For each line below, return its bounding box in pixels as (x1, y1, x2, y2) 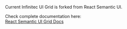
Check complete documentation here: (5, 14, 82, 19)
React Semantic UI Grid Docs (5, 19, 64, 24)
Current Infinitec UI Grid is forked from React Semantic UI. (5, 4, 123, 10)
